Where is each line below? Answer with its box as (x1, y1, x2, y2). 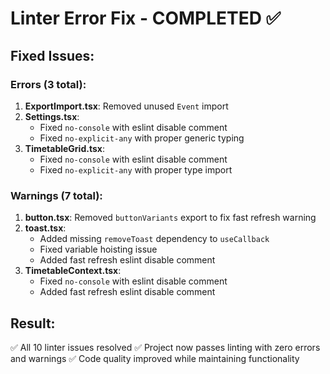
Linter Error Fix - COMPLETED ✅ (10, 7, 282, 30)
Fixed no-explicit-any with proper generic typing (39, 132, 245, 144)
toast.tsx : (24, 222, 67, 234)
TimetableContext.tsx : (24, 265, 122, 277)
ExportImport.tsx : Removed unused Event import (24, 100, 229, 112)
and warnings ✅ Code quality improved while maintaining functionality (10, 352, 300, 364)
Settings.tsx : (24, 110, 80, 122)
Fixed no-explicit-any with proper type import (39, 163, 233, 176)
